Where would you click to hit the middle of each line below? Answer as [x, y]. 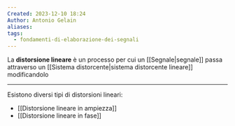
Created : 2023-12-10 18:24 [47, 14]
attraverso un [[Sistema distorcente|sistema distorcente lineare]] [100, 67]
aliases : [20, 27]
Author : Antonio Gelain [42, 20]
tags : [15, 33]
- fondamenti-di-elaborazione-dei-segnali [76, 40]
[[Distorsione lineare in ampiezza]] [67, 108]
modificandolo [28, 75]
